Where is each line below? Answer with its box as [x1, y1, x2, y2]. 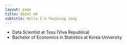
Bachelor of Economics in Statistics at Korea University [12, 34, 122, 40]
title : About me [5, 12, 38, 16]
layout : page [5, 7, 32, 12]
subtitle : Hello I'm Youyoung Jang [5, 16, 77, 21]
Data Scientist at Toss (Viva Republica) [12, 30, 90, 35]
